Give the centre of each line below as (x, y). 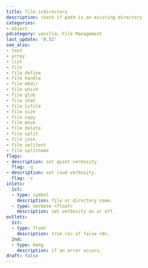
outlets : (17, 217)
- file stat (21, 100)
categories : (21, 23)
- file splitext (26, 145)
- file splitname (28, 150)
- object (17, 28)
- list (14, 61)
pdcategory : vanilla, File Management (54, 34)
